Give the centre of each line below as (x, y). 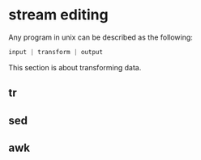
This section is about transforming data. (75, 67)
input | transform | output (56, 52)
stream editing (58, 15)
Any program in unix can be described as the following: (100, 37)
